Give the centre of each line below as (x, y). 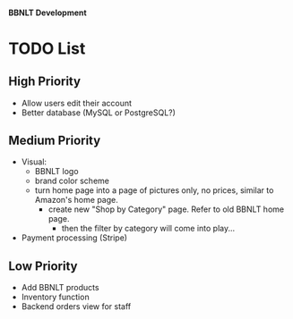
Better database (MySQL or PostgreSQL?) (99, 113)
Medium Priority (55, 140)
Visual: (34, 162)
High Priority (45, 82)
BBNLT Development (47, 13)
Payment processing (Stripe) (74, 238)
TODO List (47, 48)
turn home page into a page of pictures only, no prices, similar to (154, 190)
